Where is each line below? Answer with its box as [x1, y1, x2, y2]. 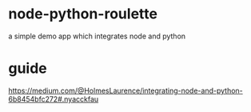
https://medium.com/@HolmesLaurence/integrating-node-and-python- [8, 86, 244, 95]
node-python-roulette [8, 5, 158, 23]
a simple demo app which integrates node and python [8, 31, 186, 41]
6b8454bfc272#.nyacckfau [8, 94, 99, 104]
